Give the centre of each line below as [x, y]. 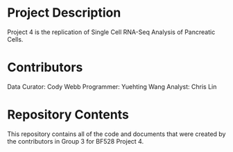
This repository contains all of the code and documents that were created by [116, 134]
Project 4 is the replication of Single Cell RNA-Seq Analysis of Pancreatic [111, 32]
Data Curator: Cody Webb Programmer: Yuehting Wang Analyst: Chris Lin [112, 86]
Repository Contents [68, 115]
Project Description [64, 13]
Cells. [15, 39]
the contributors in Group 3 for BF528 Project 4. [76, 141]
